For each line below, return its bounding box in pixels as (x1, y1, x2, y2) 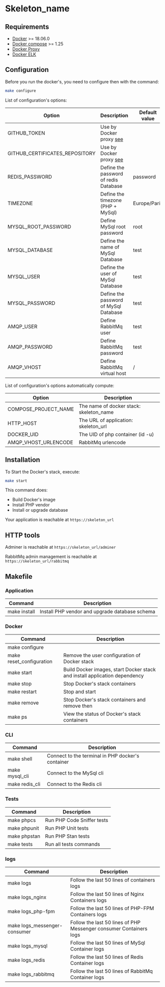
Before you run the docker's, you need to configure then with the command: (5, 78, 159, 84)
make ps (7, 713, 27, 720)
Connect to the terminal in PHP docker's (47, 752, 139, 759)
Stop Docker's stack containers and (63, 696, 146, 703)
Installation (5, 456, 40, 464)
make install (7, 608, 35, 615)
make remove (7, 700, 39, 706)
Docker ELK (12, 51, 36, 57)
